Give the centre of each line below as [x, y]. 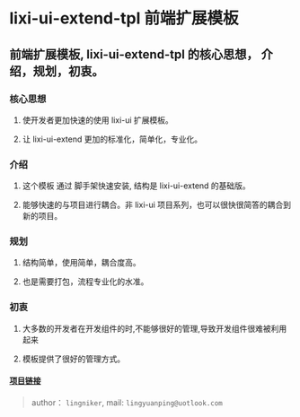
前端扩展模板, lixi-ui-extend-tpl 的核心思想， [134, 54]
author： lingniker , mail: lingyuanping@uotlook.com [127, 402]
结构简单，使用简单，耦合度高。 [81, 263]
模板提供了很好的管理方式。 [74, 359]
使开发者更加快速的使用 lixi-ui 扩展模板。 [97, 120]
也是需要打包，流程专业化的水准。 [85, 282]
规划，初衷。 [68, 71]
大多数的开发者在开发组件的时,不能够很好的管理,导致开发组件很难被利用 [154, 328]
